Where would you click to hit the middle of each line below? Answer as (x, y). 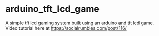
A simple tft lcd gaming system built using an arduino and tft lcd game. (80, 23)
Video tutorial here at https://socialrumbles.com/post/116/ (66, 28)
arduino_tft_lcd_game (53, 9)
